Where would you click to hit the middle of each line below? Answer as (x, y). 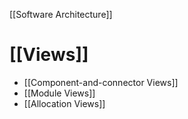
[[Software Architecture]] (61, 14)
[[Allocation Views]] (64, 103)
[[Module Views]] (59, 93)
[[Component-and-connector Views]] (101, 82)
